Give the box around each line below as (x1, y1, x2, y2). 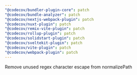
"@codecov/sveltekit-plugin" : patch (5, 41, 83, 46)
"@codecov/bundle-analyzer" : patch (5, 12, 80, 17)
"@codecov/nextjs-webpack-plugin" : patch (5, 17, 94, 22)
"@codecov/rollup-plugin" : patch (5, 31, 76, 36)
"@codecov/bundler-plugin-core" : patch (5, 7, 90, 13)
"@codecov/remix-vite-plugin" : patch (5, 26, 85, 31)
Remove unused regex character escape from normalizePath (5, 64, 132, 70)
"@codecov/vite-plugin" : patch (5, 45, 71, 50)
